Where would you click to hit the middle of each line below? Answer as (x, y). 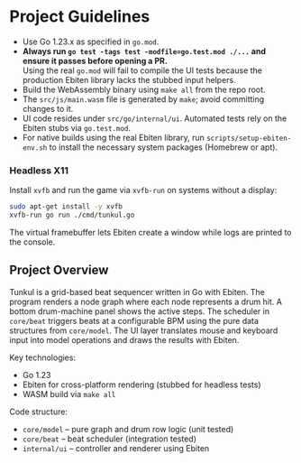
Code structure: (38, 412)
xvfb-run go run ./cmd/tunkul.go (72, 215)
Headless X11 (39, 171)
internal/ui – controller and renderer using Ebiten (116, 448)
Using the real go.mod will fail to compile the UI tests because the (142, 70)
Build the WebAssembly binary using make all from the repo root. (144, 89)
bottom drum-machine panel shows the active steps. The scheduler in (140, 311)
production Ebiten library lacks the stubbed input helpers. (129, 79)
